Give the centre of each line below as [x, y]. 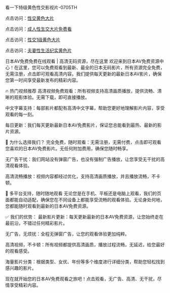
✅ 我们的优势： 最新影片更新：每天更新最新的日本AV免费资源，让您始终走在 [84, 217]
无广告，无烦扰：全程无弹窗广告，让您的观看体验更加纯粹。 [67, 234]
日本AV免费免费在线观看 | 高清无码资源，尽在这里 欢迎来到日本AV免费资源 [82, 61]
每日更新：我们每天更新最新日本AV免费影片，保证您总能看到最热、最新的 [81, 125]
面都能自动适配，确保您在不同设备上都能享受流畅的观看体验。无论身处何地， [85, 200]
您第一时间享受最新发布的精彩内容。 [43, 80]
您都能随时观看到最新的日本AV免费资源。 [48, 206]
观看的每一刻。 [21, 114]
